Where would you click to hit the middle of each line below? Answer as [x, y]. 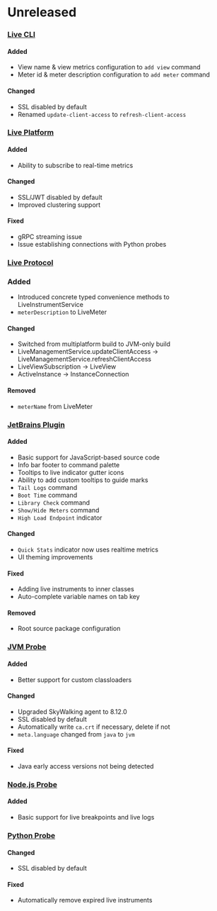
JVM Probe [27, 647]
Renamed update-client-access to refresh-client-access [102, 114]
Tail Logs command [47, 487]
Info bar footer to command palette [69, 464]
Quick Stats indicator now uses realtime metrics [88, 549]
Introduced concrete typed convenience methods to [93, 297]
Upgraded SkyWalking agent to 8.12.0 [72, 711]
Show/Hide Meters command [58, 510]
